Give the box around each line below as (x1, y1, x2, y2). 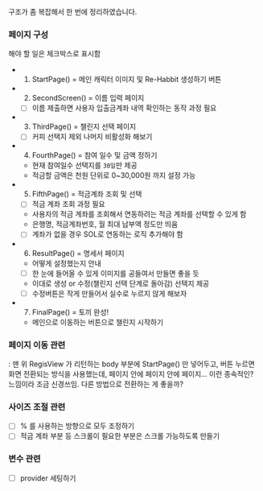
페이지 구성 (8, 29, 49, 40)
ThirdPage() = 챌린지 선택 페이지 (31, 122, 137, 131)
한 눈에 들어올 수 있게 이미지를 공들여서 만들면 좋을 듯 (31, 268, 199, 278)
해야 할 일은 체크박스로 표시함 (8, 49, 101, 59)
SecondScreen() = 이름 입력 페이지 (31, 93, 145, 103)
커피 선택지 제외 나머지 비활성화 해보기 (31, 132, 153, 142)
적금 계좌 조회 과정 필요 (31, 200, 106, 209)
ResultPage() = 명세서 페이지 (31, 248, 125, 258)
